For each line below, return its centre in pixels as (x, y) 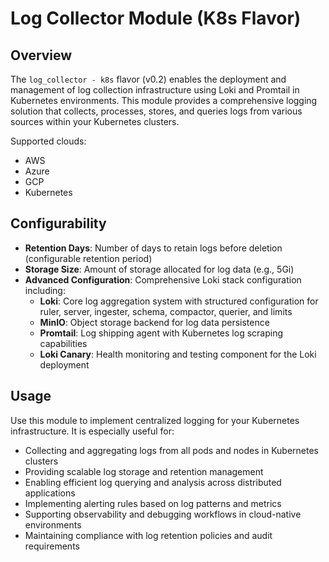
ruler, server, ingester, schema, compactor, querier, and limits (166, 311)
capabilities (63, 343)
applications (50, 493)
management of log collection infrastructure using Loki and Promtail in (155, 90)
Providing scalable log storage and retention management (144, 471)
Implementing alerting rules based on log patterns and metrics (153, 503)
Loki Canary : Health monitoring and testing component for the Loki (178, 354)
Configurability (58, 223)
